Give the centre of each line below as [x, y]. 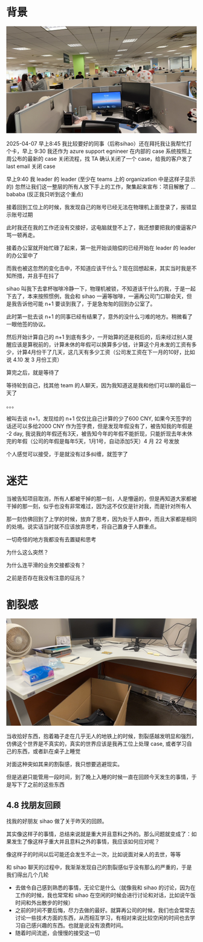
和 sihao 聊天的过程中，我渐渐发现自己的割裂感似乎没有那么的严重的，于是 [99, 867]
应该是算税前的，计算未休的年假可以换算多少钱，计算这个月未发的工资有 [101, 344]
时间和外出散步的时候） [44, 902]
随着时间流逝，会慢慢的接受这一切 [57, 933]
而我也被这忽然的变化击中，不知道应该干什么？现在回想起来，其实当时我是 [99, 268]
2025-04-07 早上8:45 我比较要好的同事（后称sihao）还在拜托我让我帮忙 [96, 144]
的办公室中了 [22, 256]
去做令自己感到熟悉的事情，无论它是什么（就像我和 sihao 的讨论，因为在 [105, 887]
